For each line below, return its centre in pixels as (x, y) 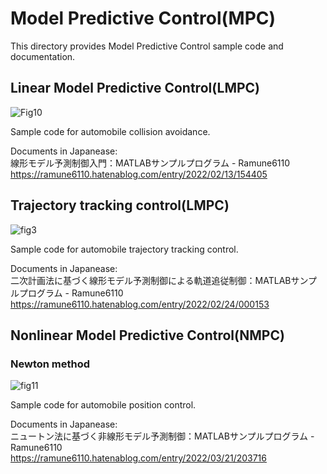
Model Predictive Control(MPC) (143, 18)
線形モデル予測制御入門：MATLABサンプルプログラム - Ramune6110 (150, 163)
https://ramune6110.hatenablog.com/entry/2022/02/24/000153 (140, 304)
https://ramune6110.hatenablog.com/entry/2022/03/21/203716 (138, 458)
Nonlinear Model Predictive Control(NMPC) (147, 335)
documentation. (43, 56)
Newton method (50, 364)
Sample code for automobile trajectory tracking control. (124, 249)
